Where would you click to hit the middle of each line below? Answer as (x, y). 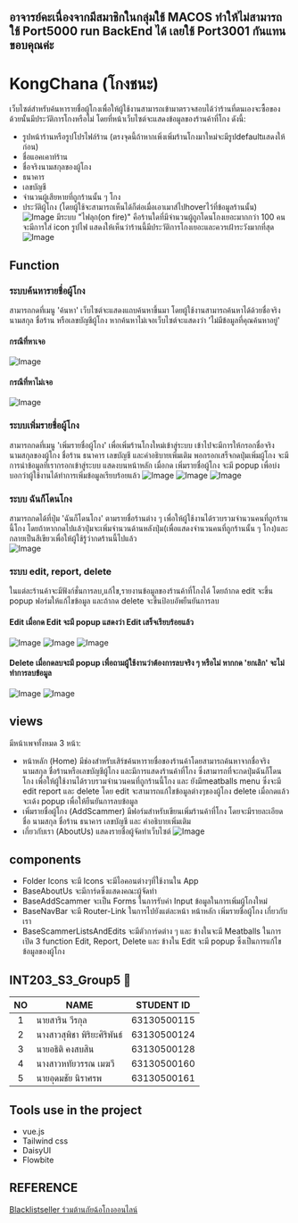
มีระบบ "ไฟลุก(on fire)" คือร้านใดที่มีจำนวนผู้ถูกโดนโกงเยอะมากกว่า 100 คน (171, 217)
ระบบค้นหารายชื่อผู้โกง (47, 290)
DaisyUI (37, 1150)
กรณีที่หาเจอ (28, 341)
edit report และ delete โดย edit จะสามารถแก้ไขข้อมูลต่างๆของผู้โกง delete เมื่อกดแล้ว (156, 791)
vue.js (33, 1131)
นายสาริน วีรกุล (62, 1020)
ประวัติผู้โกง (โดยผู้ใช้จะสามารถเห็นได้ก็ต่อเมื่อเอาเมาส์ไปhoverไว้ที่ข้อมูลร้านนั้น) (139, 207)
